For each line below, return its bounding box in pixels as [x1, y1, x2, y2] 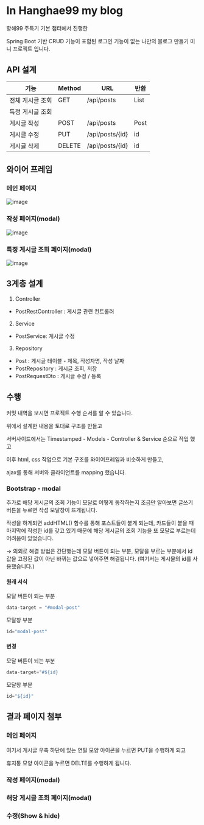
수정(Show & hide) [6, 812, 60, 820]
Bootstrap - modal [6, 484, 61, 493]
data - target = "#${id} [6, 669, 59, 676]
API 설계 [6, 65, 37, 75]
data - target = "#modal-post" [6, 605, 80, 611]
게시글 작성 [9, 119, 40, 127]
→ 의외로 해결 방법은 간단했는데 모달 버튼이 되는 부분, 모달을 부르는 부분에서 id [6, 547, 193, 555]
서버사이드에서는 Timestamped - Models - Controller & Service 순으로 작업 [6, 435, 189, 442]
